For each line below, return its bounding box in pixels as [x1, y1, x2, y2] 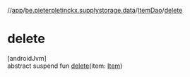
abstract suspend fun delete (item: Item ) [7, 61, 123, 70]
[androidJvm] [7, 54, 47, 62]
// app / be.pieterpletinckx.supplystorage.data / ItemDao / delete [7, 6, 183, 14]
